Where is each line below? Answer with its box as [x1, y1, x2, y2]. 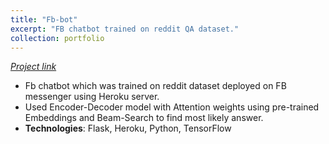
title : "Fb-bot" [10, 14, 78, 25]
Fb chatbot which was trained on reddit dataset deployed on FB [24, 80, 287, 92]
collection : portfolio [10, 33, 105, 43]
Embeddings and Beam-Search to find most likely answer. [24, 112, 264, 124]
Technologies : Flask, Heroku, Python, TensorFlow [24, 122, 232, 135]
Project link [10, 61, 57, 73]
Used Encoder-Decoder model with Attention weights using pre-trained [24, 101, 320, 113]
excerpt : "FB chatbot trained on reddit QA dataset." [10, 24, 240, 34]
